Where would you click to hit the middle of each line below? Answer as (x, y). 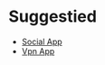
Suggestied (52, 17)
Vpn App (38, 51)
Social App (42, 42)
